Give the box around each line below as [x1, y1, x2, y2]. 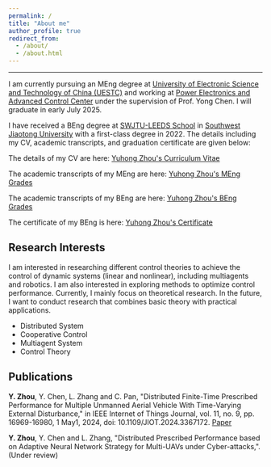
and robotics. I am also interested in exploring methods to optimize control [8, 280, 256, 289]
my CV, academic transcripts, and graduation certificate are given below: [8, 138, 252, 147]
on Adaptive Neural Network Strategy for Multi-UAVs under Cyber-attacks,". [8, 441, 261, 451]
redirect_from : [8, 34, 60, 43]
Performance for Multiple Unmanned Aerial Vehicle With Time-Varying [8, 400, 242, 410]
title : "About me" [8, 19, 70, 27]
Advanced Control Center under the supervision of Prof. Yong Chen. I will [8, 96, 252, 106]
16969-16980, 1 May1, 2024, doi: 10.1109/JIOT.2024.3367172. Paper [8, 417, 232, 427]
